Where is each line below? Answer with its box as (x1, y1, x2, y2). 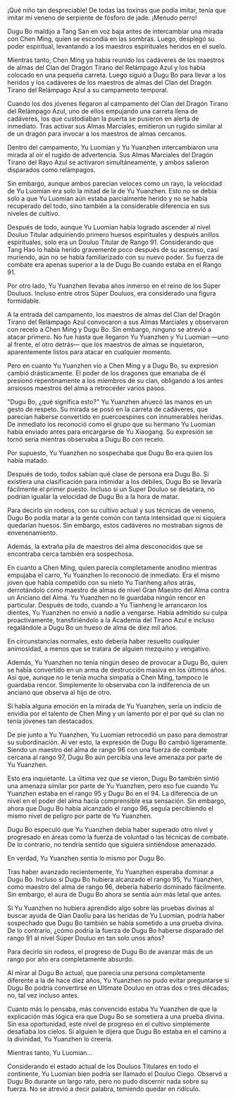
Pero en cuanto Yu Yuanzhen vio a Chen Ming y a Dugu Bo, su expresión (7, 361, 218, 370)
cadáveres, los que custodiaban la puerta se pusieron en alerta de (7, 114, 199, 123)
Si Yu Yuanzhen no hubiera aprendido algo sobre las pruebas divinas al (7, 904, 214, 912)
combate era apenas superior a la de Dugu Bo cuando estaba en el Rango (7, 260, 222, 269)
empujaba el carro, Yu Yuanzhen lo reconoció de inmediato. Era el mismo (7, 571, 221, 579)
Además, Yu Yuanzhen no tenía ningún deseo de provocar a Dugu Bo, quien (7, 658, 228, 666)
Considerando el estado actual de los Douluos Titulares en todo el (7, 1062, 199, 1070)
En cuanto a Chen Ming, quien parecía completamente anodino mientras (7, 564, 217, 572)
